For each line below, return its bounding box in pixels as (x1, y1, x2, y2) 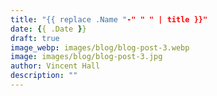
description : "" (10, 71, 78, 81)
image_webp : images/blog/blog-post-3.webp (10, 42, 190, 53)
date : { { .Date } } (10, 24, 87, 34)
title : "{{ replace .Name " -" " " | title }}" (10, 14, 208, 25)
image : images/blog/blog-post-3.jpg (10, 52, 163, 62)
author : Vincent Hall (10, 61, 101, 71)
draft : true (10, 33, 60, 43)
